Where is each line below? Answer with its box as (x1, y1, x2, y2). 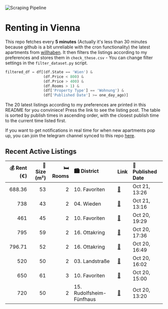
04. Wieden (73, 200, 101, 207)
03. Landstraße (73, 258, 110, 265)
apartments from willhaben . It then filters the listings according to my (5, 49, 147, 55)
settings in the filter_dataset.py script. (5, 60, 88, 66)
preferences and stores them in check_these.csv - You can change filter (5, 54, 153, 60)
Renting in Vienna (5, 22, 80, 33)
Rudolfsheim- (73, 290, 106, 297)
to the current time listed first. (5, 118, 66, 124)
